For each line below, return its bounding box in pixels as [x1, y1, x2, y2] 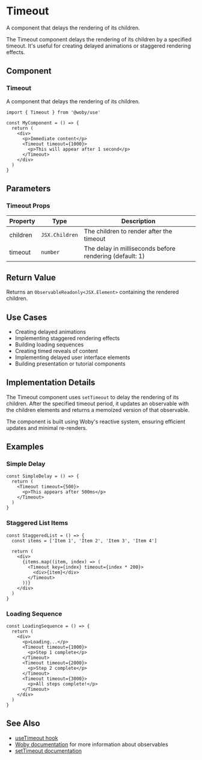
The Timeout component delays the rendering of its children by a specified [6, 35, 192, 43]
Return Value [6, 272, 56, 283]
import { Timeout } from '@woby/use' [6, 109, 101, 115]
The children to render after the [84, 227, 173, 236]
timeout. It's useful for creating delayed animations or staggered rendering [6, 42, 191, 49]
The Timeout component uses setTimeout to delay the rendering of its [6, 393, 179, 400]
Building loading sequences [14, 341, 84, 348]
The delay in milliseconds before [84, 245, 176, 253]
